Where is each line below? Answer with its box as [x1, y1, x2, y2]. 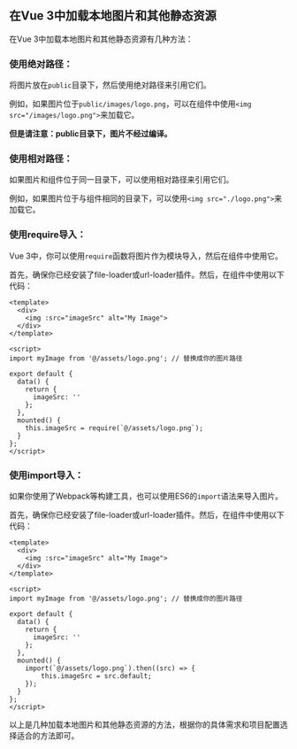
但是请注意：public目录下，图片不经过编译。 [9, 128, 172, 139]
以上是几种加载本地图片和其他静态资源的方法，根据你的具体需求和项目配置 [9, 720, 280, 730]
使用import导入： [9, 468, 84, 481]
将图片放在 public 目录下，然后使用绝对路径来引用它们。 [9, 80, 211, 90]
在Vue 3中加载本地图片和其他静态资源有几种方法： [9, 34, 194, 44]
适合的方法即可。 [16, 730, 80, 741]
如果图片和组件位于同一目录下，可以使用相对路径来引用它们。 [9, 174, 234, 185]
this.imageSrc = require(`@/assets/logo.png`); [25, 423, 203, 432]
